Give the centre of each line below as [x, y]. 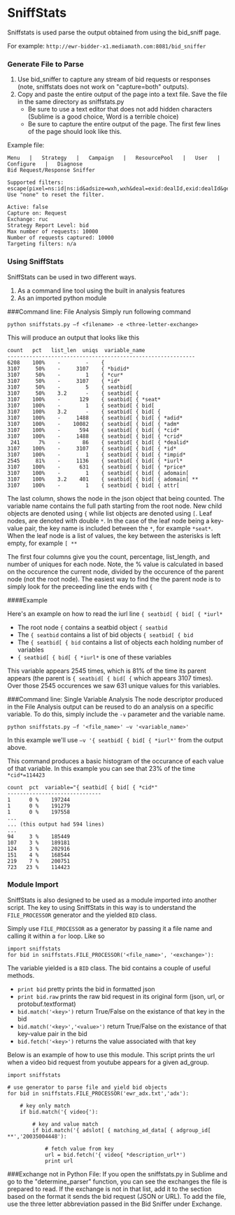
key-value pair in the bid [52, 1033]
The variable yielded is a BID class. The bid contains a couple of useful [109, 968]
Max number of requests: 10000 [53, 232]
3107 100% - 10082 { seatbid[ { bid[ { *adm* [93, 424]
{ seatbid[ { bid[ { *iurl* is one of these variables [94, 657]
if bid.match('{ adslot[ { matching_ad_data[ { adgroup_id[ [122, 1130]
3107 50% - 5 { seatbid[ [70, 387]
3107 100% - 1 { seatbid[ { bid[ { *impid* [97, 455]
